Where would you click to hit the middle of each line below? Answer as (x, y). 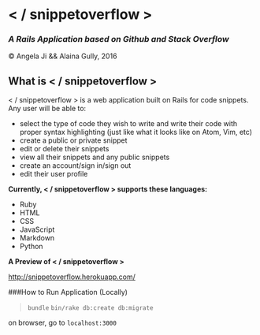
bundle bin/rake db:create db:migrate (90, 308)
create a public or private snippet (73, 140)
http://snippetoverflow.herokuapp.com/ (72, 277)
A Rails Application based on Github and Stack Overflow (119, 39)
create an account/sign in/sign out (75, 166)
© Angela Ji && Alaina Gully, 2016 (63, 56)
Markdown (37, 238)
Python (31, 247)
